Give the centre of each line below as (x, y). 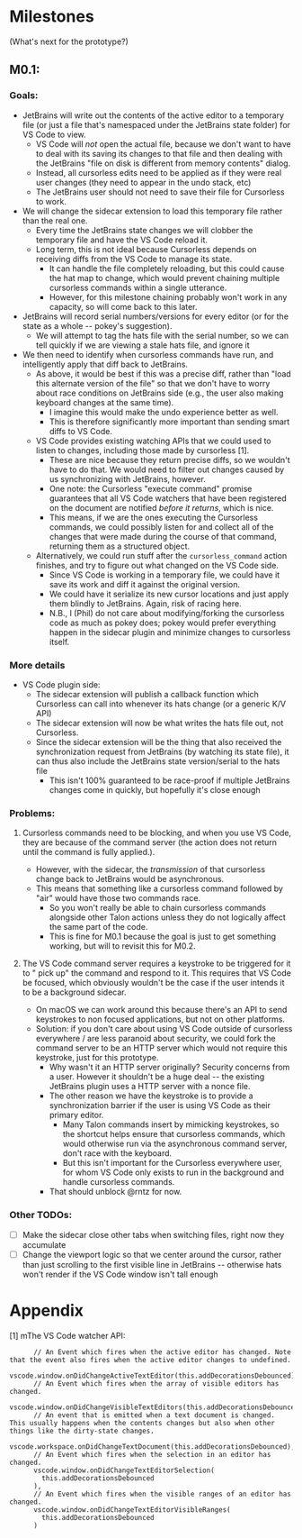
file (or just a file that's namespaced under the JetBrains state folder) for (156, 124)
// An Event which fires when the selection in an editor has (152, 1454)
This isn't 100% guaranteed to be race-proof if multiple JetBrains (169, 780)
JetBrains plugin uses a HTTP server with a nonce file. (150, 1087)
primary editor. (76, 1115)
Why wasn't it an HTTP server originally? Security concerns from (169, 1067)
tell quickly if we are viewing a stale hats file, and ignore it (142, 345)
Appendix (46, 1310)
